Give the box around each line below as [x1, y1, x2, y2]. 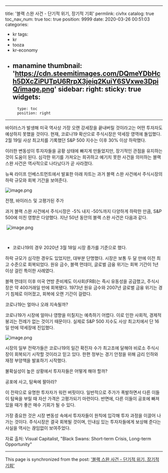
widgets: [12, 93, 41, 102]
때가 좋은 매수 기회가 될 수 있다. [14, 401, 76, 408]
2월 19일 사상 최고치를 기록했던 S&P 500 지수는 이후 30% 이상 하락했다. [5, 137, 146, 143]
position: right [17, 111, 51, 116]
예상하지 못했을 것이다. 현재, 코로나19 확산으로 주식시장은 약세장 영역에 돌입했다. [5, 131, 161, 137]
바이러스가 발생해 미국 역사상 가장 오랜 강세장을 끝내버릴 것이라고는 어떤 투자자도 [5, 125, 163, 131]
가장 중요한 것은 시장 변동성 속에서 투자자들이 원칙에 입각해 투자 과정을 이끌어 [5, 412, 156, 418]
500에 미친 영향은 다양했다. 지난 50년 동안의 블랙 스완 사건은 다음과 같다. [5, 214, 148, 220]
